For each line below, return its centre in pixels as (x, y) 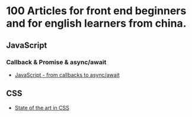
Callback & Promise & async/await (56, 62)
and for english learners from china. (96, 23)
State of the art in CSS (42, 108)
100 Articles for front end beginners (96, 11)
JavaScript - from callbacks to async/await (67, 74)
